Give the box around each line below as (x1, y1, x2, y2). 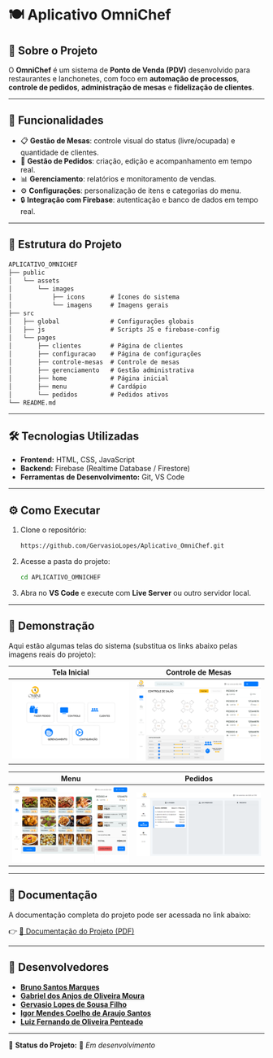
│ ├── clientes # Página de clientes (8, 342, 184, 350)
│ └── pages (8, 334, 57, 342)
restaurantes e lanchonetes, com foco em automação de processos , (8, 74, 240, 83)
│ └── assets (8, 277, 60, 285)
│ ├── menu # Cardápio (8, 383, 148, 391)
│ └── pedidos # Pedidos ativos (8, 391, 169, 399)
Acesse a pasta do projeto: (19, 557, 111, 566)
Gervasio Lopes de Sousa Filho (19, 999, 128, 1009)
